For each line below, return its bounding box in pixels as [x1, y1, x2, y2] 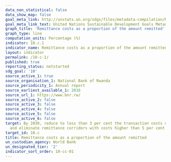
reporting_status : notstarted [5, 64, 70, 69]
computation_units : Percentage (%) [5, 36, 81, 41]
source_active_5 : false [5, 111, 56, 117]
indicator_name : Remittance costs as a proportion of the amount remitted [5, 45, 167, 50]
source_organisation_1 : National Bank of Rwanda [5, 78, 110, 83]
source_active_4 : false [5, 107, 56, 112]
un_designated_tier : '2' [5, 144, 58, 150]
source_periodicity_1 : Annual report [5, 83, 85, 88]
